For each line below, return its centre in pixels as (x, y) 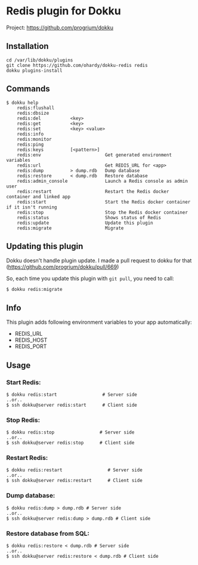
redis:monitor (34, 139)
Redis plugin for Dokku (64, 11)
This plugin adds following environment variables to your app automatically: (99, 322)
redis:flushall (36, 108)
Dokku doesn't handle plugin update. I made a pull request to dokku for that (99, 260)
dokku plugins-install (34, 70)
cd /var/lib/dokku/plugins (40, 60)
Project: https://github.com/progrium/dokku (60, 27)
